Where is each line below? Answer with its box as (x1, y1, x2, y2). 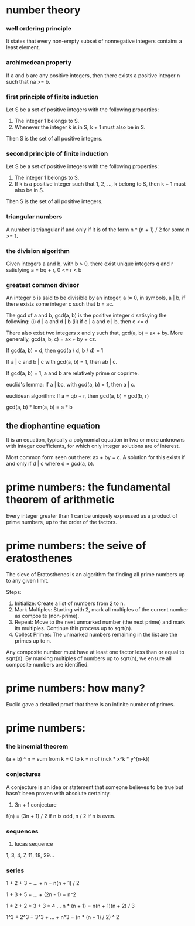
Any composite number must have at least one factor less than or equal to (6, 648, 184, 655)
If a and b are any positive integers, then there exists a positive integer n (6, 71, 180, 79)
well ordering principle (6, 25, 72, 33)
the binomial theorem (6, 742, 69, 750)
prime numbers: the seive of (6, 539, 146, 552)
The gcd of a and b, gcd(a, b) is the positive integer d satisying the (6, 312, 167, 319)
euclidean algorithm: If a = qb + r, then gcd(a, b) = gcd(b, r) (6, 392, 149, 399)
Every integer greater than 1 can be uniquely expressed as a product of (6, 512, 177, 520)
